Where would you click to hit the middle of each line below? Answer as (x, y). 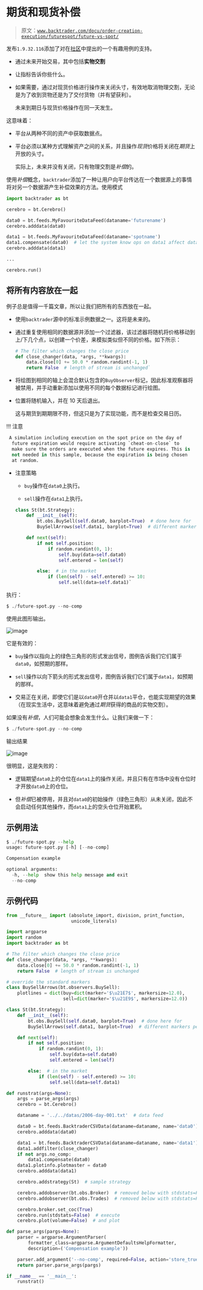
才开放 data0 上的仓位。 (43, 786)
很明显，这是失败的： (33, 766)
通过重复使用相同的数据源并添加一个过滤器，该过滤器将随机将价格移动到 (105, 332)
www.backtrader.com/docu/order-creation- (90, 31)
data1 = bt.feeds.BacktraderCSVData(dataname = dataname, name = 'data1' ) (108, 1143)
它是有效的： (22, 643)
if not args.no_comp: (44, 1154)
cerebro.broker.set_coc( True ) (55, 1209)
